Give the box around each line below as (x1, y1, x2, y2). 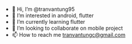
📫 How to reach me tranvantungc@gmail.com (11, 32, 126, 38)
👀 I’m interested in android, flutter (11, 12, 94, 19)
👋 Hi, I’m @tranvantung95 (11, 6, 75, 12)
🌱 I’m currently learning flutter (11, 18, 86, 25)
